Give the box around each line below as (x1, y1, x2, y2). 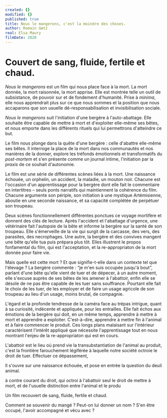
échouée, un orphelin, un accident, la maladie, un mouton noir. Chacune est (5, 176, 161, 182)
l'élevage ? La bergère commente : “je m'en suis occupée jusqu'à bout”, (5, 264, 153, 270)
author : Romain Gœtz (5, 26, 48, 31)
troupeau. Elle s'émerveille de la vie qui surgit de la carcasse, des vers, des (5, 228, 160, 234)
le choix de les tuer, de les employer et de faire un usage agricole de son (5, 285, 155, 292)
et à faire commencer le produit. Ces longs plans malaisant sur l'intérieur (5, 322, 155, 328)
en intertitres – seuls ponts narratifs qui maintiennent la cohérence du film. (5, 187, 158, 193)
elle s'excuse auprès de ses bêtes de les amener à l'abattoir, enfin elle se (5, 275, 156, 281)
